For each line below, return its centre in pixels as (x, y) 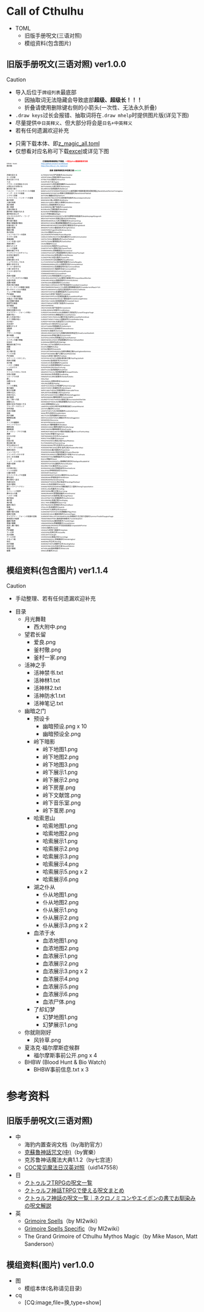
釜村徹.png (47, 650)
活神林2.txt (47, 688)
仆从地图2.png (61, 902)
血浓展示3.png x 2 (65, 971)
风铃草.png (47, 1040)
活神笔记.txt (48, 703)
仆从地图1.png (60, 894)
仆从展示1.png (60, 910)
